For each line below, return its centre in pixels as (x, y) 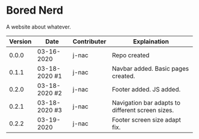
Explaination (151, 41)
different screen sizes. (143, 110)
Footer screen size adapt (147, 119)
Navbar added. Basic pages (151, 68)
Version (20, 41)
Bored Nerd (35, 10)
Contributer (89, 41)
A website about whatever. (38, 27)
